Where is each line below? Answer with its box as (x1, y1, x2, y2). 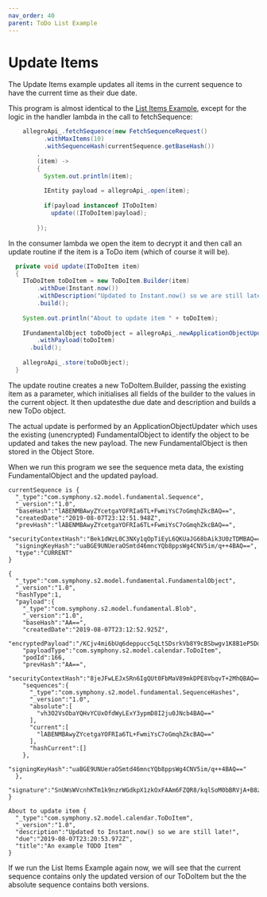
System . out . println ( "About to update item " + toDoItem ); (22, 314, 219, 322)
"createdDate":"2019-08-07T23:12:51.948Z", (15, 513, 161, 522)
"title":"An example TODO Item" (15, 842, 123, 850)
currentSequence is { (8, 486, 80, 494)
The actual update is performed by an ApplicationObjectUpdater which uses (8, 421, 258, 431)
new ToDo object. (8, 406, 66, 415)
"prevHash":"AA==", (22, 660, 87, 668)
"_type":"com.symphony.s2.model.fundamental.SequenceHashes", (29, 688, 240, 696)
